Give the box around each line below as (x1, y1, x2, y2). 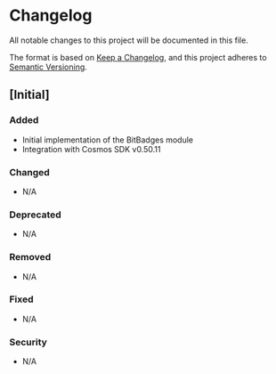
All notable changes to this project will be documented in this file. (9, 35, 249, 45)
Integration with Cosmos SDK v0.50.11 (21, 143, 161, 154)
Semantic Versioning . (9, 61, 87, 72)
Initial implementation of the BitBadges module (21, 134, 194, 145)
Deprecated (9, 208, 62, 221)
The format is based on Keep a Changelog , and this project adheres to (9, 52, 267, 62)
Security (9, 336, 47, 348)
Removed (9, 251, 52, 264)
